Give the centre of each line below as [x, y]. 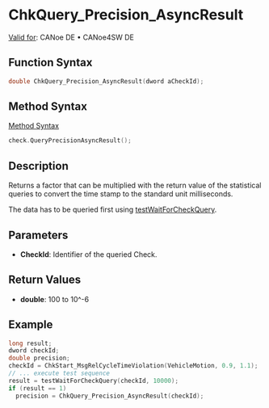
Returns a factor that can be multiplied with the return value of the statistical [135, 185]
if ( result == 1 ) [38, 388]
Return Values [45, 280]
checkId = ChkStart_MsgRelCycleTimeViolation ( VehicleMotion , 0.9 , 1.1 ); [133, 366]
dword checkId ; [34, 351]
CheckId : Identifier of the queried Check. [88, 254]
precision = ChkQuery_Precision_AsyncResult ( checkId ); [110, 396]
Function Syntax [50, 63]
